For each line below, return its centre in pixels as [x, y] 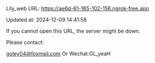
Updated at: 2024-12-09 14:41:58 [47, 20]
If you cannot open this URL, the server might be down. [73, 31]
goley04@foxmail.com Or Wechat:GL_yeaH [58, 54]
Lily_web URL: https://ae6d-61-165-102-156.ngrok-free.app [77, 8]
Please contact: [25, 42]
